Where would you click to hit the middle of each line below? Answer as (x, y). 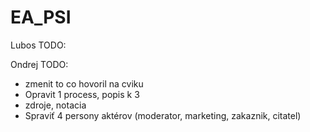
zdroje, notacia (55, 105)
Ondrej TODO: (39, 64)
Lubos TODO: (38, 45)
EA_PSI (41, 17)
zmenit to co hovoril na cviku (84, 83)
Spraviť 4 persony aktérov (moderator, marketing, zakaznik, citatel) (163, 115)
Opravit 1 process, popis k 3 (82, 94)
